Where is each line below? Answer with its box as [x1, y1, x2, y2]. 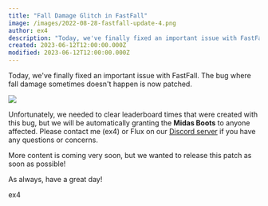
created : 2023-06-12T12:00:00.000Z [8, 42, 127, 50]
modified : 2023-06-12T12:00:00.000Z [8, 49, 130, 57]
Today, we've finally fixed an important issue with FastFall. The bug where [8, 71, 251, 80]
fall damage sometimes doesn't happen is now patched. [8, 79, 193, 89]
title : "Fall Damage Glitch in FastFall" [8, 11, 148, 20]
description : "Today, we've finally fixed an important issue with [8, 34, 238, 42]
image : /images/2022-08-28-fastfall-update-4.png [8, 19, 177, 27]
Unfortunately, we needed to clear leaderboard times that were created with [8, 109, 258, 119]
